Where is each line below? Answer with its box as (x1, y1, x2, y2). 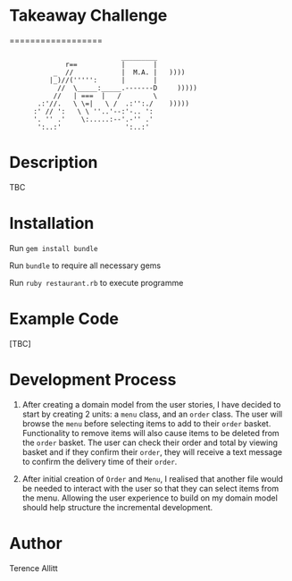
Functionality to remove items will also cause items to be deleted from (21, 427, 279, 438)
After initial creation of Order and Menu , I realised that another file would (21, 473, 284, 484)
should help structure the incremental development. (21, 501, 213, 512)
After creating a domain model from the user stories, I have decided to (21, 399, 281, 409)
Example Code (9, 309, 119, 329)
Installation (9, 214, 95, 233)
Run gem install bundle (9, 242, 98, 253)
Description (9, 153, 98, 173)
